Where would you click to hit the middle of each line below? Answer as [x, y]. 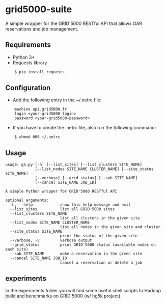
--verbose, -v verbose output [51, 240]
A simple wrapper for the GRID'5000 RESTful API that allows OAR [74, 23]
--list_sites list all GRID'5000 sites [62, 209]
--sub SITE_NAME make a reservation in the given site [76, 254]
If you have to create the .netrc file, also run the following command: [84, 128]
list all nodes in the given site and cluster [110, 227]
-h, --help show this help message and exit [70, 205]
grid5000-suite [39, 9]
